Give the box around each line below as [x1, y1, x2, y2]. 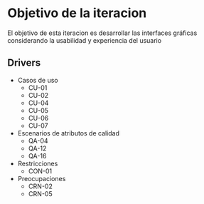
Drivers [7, 57, 41, 69]
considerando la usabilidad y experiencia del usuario [7, 36, 162, 44]
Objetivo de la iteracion [7, 5, 147, 21]
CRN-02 [28, 182, 53, 190]
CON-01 [28, 166, 53, 175]
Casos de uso [17, 76, 58, 84]
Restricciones [17, 159, 58, 168]
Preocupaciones [17, 174, 66, 183]
